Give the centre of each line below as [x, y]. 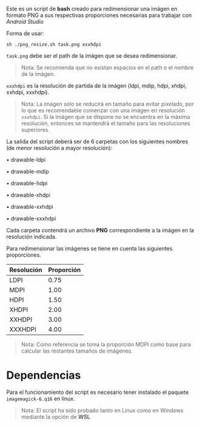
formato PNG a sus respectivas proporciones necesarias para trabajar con [99, 15]
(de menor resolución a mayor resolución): [59, 148]
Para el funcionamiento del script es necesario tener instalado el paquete [98, 392]
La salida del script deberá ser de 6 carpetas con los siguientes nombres [97, 141]
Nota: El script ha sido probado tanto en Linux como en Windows [102, 410]
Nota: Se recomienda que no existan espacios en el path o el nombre [107, 67]
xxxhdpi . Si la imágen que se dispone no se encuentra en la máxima [105, 117]
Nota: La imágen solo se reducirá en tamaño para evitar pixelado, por [107, 104]
